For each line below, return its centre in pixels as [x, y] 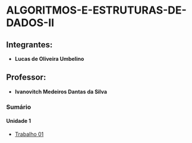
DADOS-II [30, 23]
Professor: [26, 77]
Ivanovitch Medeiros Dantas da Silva [61, 92]
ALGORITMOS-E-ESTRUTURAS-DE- [97, 10]
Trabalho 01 [29, 134]
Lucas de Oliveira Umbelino [49, 59]
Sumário [19, 107]
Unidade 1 [19, 121]
